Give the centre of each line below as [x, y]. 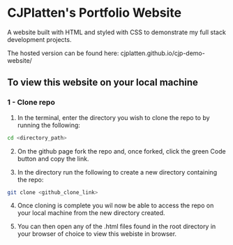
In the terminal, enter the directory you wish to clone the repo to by [114, 117]
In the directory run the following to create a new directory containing [117, 172]
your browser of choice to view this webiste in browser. [97, 234]
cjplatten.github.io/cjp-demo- [163, 53]
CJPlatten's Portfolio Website [95, 13]
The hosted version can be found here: [63, 53]
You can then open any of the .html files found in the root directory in [116, 227]
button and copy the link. [53, 158]
